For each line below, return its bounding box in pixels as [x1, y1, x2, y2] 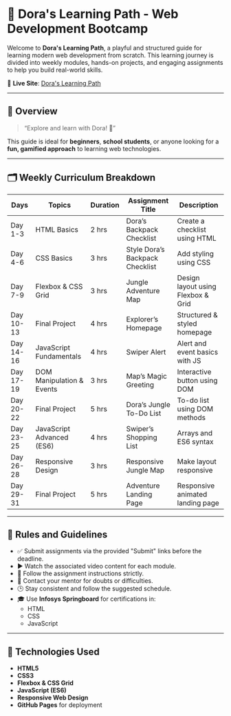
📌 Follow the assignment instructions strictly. [16, 569, 144, 578]
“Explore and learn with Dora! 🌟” [23, 123, 115, 132]
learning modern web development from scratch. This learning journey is [7, 51, 214, 59]
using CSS [177, 257, 211, 267]
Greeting [126, 379, 155, 389]
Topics [47, 200, 71, 210]
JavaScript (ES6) [16, 686, 67, 695]
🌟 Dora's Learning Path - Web [7, 6, 179, 22]
